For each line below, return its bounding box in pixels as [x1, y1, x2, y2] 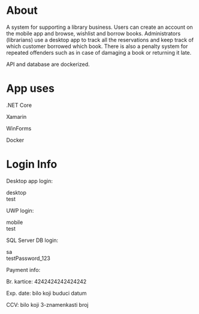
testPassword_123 [6, 255, 51, 262]
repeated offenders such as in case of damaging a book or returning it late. [6, 49, 192, 56]
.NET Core [6, 101, 32, 109]
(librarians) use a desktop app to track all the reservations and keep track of [6, 36, 194, 43]
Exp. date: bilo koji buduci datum [6, 289, 87, 297]
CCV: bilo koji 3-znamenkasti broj [6, 301, 89, 308]
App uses [6, 82, 55, 95]
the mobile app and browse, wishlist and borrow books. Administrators [6, 29, 181, 37]
